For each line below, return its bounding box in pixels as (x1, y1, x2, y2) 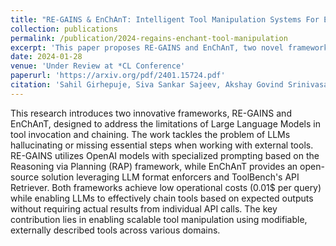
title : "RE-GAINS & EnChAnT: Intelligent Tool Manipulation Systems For (10, 14, 320, 25)
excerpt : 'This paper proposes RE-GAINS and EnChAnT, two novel (10, 42, 284, 53)
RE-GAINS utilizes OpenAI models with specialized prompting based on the (10, 149, 320, 161)
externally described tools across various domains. (10, 224, 221, 236)
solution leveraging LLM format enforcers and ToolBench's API (41, 171, 300, 183)
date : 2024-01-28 (10, 52, 83, 62)
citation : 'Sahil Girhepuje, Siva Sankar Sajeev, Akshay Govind (10, 80, 284, 90)
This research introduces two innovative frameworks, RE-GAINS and (10, 107, 292, 119)
